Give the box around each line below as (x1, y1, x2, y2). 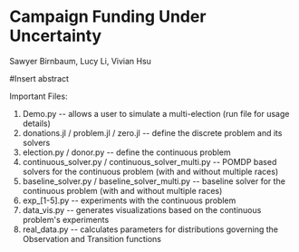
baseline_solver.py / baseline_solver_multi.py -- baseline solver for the (22, 175, 285, 187)
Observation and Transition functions (22, 233, 161, 244)
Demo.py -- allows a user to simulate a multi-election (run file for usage (22, 108, 290, 119)
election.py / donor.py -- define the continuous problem (22, 147, 231, 158)
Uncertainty (9, 25, 102, 46)
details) (22, 118, 52, 129)
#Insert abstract (9, 73, 70, 83)
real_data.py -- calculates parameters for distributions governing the (22, 224, 279, 235)
